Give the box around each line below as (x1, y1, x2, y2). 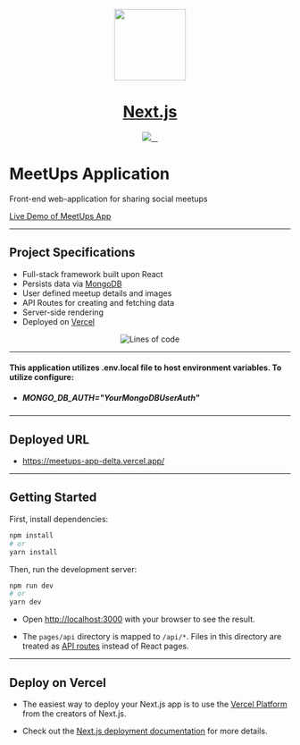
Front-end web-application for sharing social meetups (9, 193, 208, 204)
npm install (9, 530, 54, 540)
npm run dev (9, 581, 54, 590)
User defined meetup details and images (21, 287, 172, 299)
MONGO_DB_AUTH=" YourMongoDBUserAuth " (21, 392, 200, 402)
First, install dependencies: (9, 513, 109, 524)
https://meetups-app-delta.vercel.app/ (21, 456, 165, 467)
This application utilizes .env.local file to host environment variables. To (9, 362, 282, 373)
